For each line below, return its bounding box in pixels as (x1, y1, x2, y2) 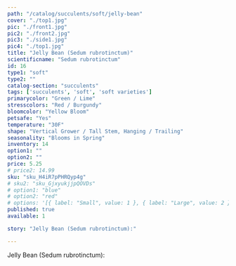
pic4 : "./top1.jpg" (7, 43, 65, 50)
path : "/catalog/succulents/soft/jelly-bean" (7, 10, 143, 18)
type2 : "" (7, 75, 37, 83)
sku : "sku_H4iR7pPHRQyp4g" (7, 173, 86, 180)
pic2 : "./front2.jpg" (7, 29, 71, 37)
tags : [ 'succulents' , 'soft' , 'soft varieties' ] (7, 88, 152, 95)
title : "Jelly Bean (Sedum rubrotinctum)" (7, 50, 133, 57)
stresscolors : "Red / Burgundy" (7, 102, 102, 109)
